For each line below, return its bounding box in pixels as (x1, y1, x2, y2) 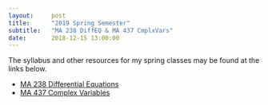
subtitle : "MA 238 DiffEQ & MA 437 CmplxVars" (8, 26, 174, 34)
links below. (8, 64, 47, 74)
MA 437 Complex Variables (19, 88, 110, 98)
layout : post (8, 11, 66, 20)
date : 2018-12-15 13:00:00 (8, 33, 120, 42)
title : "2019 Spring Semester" (8, 19, 130, 27)
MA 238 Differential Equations (19, 80, 119, 89)
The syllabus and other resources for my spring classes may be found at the (8, 56, 260, 65)
